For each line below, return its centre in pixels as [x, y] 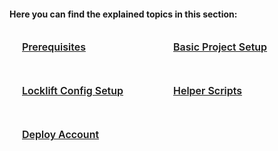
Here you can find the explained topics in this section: [123, 14]
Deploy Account [61, 135]
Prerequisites [54, 47]
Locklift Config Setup [73, 91]
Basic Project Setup [220, 47]
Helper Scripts [208, 91]
